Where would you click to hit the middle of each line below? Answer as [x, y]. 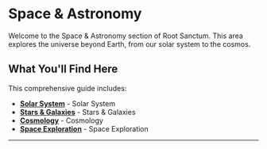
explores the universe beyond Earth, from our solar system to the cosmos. [130, 44]
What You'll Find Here [63, 69]
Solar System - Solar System [68, 103]
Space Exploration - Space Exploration [84, 128]
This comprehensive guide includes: [68, 88]
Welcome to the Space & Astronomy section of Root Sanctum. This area [126, 36]
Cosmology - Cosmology [61, 120]
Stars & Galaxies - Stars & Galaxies [78, 112]
